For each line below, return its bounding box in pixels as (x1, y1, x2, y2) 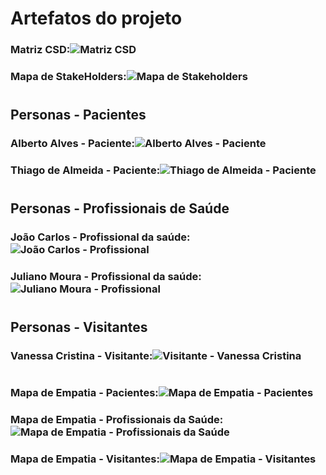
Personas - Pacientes (10, 107, 147, 124)
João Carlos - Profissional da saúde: (10, 230, 191, 244)
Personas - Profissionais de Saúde (10, 200, 230, 217)
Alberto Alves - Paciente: (10, 137, 135, 151)
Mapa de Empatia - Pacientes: (10, 386, 159, 400)
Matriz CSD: (10, 43, 71, 57)
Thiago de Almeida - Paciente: (10, 163, 161, 177)
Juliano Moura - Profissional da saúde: (10, 270, 202, 284)
